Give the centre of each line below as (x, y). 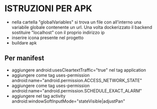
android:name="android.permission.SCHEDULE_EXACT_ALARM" (77, 90)
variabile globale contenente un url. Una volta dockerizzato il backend (82, 27)
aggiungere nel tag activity (39, 96)
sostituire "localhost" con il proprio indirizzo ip (58, 32)
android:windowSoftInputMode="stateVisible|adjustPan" (68, 101)
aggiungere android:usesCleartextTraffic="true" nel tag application (79, 70)
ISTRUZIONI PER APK (48, 9)
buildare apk (24, 43)
